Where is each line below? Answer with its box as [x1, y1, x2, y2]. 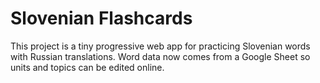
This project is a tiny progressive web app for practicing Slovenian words [10, 40, 311, 52]
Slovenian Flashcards [10, 7, 193, 30]
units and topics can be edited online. [10, 61, 165, 73]
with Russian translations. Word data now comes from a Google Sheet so [10, 50, 311, 62]
